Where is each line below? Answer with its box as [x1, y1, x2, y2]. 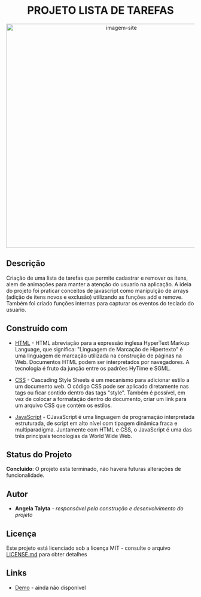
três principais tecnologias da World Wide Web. [14, 432, 133, 439]
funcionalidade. [6, 472, 45, 479]
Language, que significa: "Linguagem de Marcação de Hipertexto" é [14, 345, 184, 353]
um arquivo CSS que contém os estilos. [14, 402, 112, 409]
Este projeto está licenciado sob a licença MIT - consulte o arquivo [6, 544, 170, 552]
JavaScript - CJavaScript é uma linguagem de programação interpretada [14, 413, 195, 420]
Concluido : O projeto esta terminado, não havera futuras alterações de [6, 466, 181, 473]
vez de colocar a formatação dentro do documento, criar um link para [14, 395, 187, 402]
